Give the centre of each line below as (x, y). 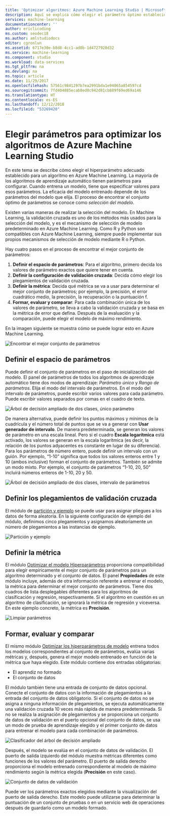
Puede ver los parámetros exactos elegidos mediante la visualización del (81, 792)
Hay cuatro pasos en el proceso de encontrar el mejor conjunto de (75, 249)
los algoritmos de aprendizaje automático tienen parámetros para (73, 180)
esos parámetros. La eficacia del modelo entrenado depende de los (76, 192)
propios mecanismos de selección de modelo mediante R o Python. (75, 239)
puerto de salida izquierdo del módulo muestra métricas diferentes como (81, 756)
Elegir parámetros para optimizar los (83, 134)
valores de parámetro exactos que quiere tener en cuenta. (73, 269)
